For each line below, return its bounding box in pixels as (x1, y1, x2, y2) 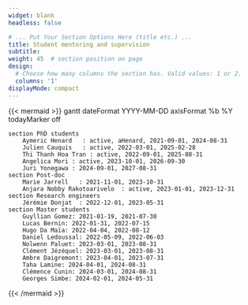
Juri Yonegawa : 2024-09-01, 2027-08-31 (22, 164, 157, 172)
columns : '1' (15, 76, 58, 85)
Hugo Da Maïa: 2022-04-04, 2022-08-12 (22, 226, 150, 234)
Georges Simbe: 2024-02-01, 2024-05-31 (22, 274, 154, 282)
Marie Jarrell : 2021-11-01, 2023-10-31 (22, 178, 164, 186)
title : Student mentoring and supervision (8, 40, 150, 48)
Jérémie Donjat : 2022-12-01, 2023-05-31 (22, 199, 164, 206)
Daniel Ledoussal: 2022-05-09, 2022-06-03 (22, 233, 164, 241)
